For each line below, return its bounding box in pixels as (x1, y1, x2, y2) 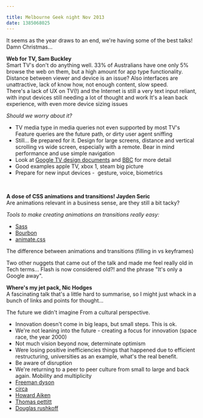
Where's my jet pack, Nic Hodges (6, 284, 92, 291)
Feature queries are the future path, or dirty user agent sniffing (15, 130, 173, 138)
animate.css (15, 235, 46, 243)
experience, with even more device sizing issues (6, 100, 128, 107)
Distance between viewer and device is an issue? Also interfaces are (6, 74, 178, 82)
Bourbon (15, 229, 38, 236)
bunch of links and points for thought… (6, 296, 104, 304)
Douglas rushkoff (15, 404, 59, 411)
